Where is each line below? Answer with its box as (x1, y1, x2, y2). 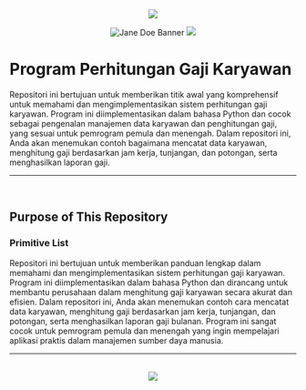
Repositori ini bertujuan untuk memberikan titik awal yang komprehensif (9, 88, 280, 99)
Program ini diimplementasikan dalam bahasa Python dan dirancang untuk (9, 277, 289, 288)
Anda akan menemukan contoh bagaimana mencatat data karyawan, (9, 137, 268, 149)
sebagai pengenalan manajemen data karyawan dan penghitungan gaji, (9, 118, 278, 128)
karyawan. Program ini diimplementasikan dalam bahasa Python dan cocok (9, 108, 291, 119)
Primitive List (9, 237, 69, 250)
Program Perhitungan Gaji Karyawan (9, 59, 292, 80)
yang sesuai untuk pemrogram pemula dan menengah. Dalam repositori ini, (9, 128, 291, 139)
